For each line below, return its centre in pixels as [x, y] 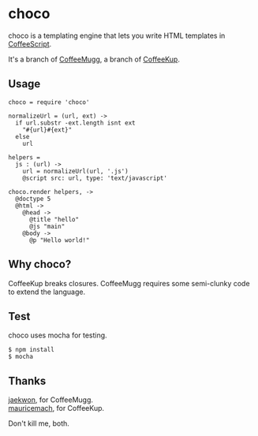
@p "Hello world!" [59, 240]
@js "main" [47, 226]
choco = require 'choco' [49, 102]
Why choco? [40, 265]
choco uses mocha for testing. [58, 335]
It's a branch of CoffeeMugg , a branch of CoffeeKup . [94, 59]
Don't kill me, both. [39, 423]
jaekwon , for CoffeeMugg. [50, 400]
